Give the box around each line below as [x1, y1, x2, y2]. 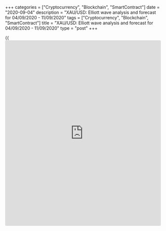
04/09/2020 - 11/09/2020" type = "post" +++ [5, 25, 98, 31]
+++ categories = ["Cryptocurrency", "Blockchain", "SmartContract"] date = [5, 4, 160, 10]
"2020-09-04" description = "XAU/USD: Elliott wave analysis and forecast [5, 9, 157, 15]
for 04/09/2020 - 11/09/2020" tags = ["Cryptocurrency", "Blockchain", [5, 15, 149, 20]
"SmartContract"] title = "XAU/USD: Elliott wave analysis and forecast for [5, 20, 153, 26]
